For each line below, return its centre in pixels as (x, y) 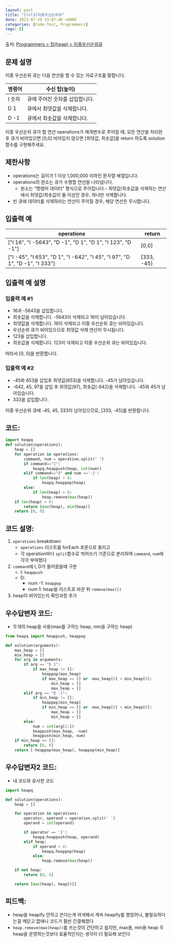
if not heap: (28, 870)
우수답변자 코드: (29, 613)
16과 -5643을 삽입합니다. (38, 311)
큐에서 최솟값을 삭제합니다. (58, 118)
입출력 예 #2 (20, 368)
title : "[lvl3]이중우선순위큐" (35, 15)
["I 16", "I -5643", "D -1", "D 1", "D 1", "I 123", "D (70, 242)
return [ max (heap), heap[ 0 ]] (46, 884)
